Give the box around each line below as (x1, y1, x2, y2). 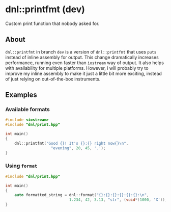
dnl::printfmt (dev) (5, 4, 85, 15)
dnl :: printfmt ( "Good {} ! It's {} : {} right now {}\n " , (14, 141, 129, 146)
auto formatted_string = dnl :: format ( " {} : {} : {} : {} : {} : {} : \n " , (14, 193, 149, 198)
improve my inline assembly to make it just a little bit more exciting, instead (5, 70, 162, 76)
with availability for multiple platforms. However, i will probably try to (5, 65, 149, 71)
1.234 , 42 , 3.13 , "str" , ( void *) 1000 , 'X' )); (69, 197, 167, 202)
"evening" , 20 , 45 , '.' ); (50, 145, 106, 151)
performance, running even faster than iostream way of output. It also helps (5, 60, 164, 66)
